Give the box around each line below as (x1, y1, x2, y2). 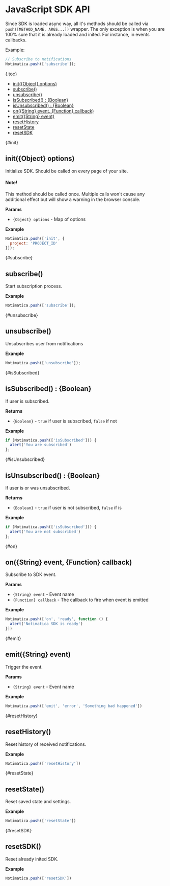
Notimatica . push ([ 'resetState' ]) (5, 818, 76, 824)
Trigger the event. (5, 663, 43, 670)
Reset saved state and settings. (5, 799, 71, 805)
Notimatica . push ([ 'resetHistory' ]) (5, 761, 81, 766)
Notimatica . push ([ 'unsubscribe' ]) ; (5, 360, 81, 365)
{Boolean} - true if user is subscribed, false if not (12, 418, 117, 424)
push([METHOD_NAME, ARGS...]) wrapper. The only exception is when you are (5, 26, 165, 32)
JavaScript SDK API (5, 4, 90, 15)
